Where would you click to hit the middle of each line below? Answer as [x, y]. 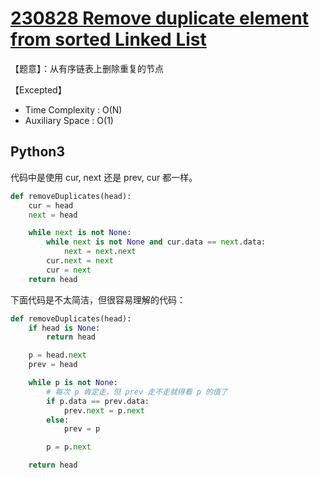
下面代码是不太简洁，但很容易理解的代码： [98, 299]
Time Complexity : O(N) [73, 109]
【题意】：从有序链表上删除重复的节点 [87, 68]
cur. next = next [80, 261]
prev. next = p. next [104, 410]
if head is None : [64, 328]
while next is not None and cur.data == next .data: [156, 242]
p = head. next [57, 355]
